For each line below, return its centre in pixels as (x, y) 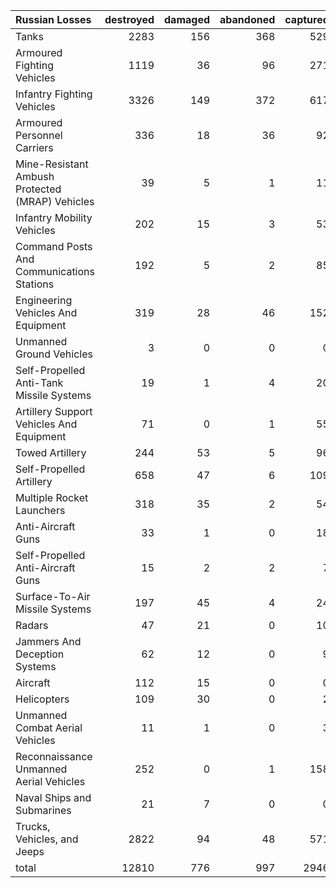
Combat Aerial (49, 727)
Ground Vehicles (54, 354)
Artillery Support (54, 411)
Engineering (44, 300)
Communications (55, 271)
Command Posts (54, 246)
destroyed (129, 19)
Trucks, (33, 826)
